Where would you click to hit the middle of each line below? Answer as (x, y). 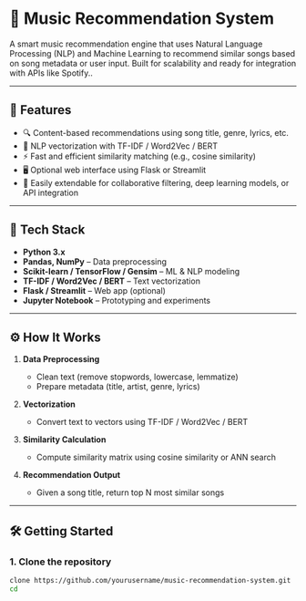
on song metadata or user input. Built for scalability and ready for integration (153, 63)
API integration (51, 192)
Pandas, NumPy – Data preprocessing (94, 261)
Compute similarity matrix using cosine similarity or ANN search (156, 457)
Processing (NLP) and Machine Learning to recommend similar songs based (153, 53)
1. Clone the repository (61, 562)
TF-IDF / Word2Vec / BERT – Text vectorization (111, 281)
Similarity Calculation (64, 440)
